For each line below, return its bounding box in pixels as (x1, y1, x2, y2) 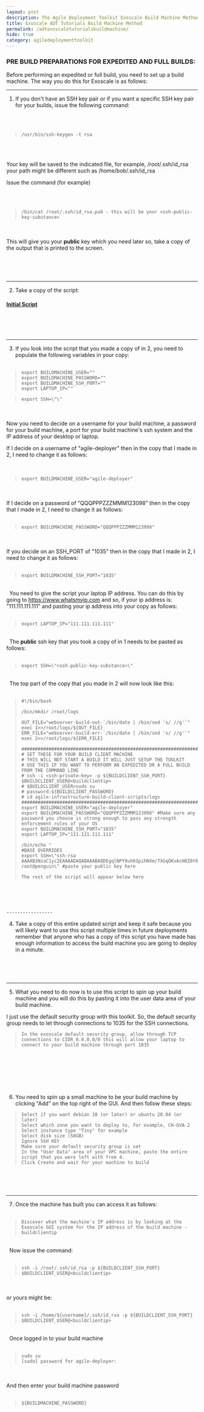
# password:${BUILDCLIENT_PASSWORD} (21, 788, 114, 795)
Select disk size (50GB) (21, 1133, 84, 1139)
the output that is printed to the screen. (6, 244, 104, 252)
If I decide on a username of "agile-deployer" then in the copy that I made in (6, 444, 197, 451)
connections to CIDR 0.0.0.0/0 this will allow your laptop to (21, 1036, 185, 1042)
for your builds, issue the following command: (15, 102, 130, 109)
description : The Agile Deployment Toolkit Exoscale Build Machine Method (6, 15, 200, 21)
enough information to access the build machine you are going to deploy (15, 939, 197, 947)
